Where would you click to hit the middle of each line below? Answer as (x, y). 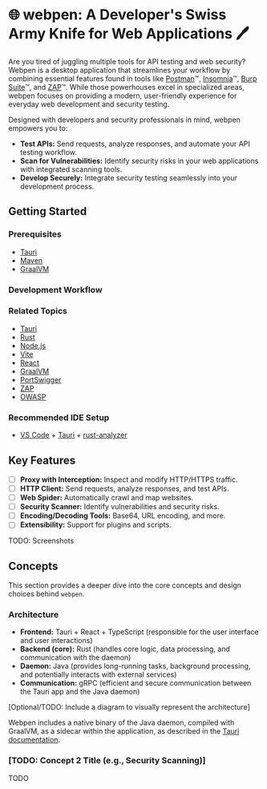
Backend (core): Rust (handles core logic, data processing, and (125, 649)
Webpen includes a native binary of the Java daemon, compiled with (121, 722)
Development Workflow (55, 289)
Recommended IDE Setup (59, 417)
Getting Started (48, 211)
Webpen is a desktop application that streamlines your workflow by (119, 70)
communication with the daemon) (75, 657)
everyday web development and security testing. (89, 104)
